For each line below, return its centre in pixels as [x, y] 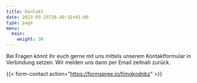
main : [18, 34]
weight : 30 [30, 39]
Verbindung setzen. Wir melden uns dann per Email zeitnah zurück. [88, 62]
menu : [13, 28]
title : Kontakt [25, 12]
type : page [20, 23]
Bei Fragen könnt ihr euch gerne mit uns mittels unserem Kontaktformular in [99, 56]
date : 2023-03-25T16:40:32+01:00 [47, 17]
